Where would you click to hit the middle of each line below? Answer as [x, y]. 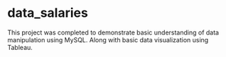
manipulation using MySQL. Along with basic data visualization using [108, 39]
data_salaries [48, 13]
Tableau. [20, 47]
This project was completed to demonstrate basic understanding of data [113, 32]
